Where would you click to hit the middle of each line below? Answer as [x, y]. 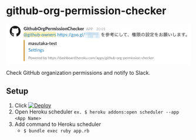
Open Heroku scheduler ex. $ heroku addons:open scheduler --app [97, 111]
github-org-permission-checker [86, 11]
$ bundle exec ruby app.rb [56, 131]
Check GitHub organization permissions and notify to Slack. [78, 72]
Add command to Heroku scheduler [58, 124]
